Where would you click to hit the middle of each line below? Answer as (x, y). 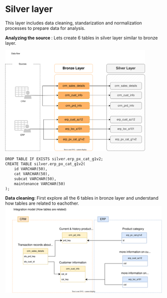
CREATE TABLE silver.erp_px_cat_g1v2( (45, 164)
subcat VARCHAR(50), (35, 179)
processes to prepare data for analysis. (45, 28)
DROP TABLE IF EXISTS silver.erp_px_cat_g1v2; (54, 159)
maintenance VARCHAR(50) (40, 184)
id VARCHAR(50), (31, 169)
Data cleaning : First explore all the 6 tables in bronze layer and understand (82, 198)
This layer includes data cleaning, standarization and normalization (74, 23)
